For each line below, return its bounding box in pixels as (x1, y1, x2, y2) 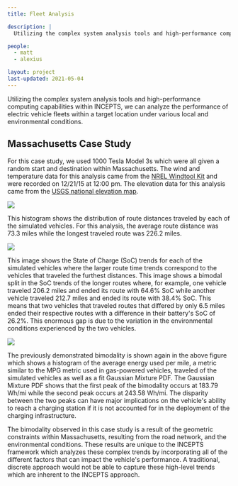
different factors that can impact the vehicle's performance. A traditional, (7, 455, 220, 463)
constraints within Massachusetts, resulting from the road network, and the (7, 432, 227, 441)
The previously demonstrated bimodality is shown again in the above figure (7, 350, 227, 359)
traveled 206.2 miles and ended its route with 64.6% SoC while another (7, 286, 216, 294)
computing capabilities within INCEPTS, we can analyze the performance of (7, 102, 229, 111)
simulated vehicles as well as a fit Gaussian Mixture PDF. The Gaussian (7, 373, 215, 382)
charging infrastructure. (7, 411, 76, 419)
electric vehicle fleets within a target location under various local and (7, 109, 209, 118)
